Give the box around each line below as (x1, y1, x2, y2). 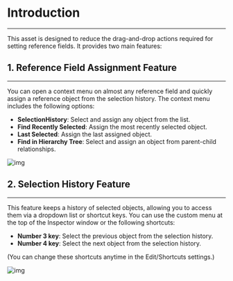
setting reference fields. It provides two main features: (7, 42, 162, 50)
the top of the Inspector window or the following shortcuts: (7, 218, 175, 227)
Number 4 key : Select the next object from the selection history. (17, 239, 202, 248)
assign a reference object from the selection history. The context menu (7, 94, 210, 102)
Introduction (7, 5, 80, 21)
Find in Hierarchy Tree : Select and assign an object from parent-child (17, 137, 217, 145)
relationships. (17, 145, 56, 153)
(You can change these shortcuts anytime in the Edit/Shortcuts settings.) (7, 252, 215, 261)
